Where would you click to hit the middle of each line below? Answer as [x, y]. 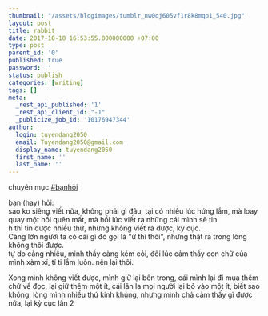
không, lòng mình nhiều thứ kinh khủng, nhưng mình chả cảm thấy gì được [131, 295]
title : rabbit [32, 30]
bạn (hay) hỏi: [31, 203]
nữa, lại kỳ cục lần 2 [41, 303]
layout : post [30, 23]
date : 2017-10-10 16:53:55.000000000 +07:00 [84, 38]
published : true [35, 61]
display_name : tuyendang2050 [64, 150]
